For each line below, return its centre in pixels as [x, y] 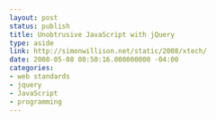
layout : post [34, 18]
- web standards [40, 77]
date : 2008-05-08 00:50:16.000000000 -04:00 [94, 60]
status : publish [40, 26]
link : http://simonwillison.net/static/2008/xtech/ [108, 51]
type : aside [31, 43]
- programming [36, 102]
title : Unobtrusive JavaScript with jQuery [92, 34]
